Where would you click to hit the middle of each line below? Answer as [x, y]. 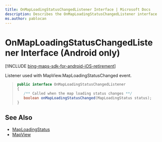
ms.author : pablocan [26, 18]
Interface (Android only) [71, 53]
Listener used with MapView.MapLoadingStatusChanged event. [68, 76]
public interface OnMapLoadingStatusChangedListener [71, 85]
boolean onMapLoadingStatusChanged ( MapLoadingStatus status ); [88, 98]
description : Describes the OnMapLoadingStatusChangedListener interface [81, 14]
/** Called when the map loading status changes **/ [78, 94]
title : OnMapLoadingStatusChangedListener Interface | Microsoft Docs [78, 9]
